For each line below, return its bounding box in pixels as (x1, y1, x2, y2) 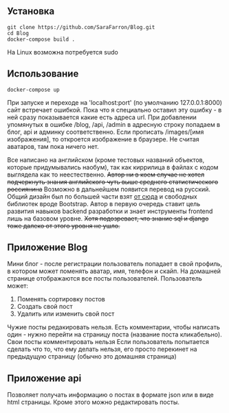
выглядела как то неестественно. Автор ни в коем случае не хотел (7, 170, 205, 179)
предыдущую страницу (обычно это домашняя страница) (7, 352, 177, 361)
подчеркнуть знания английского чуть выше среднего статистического (7, 177, 219, 185)
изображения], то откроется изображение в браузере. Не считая (7, 134, 199, 143)
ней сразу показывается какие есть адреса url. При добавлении (7, 113, 197, 121)
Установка (7, 6, 55, 17)
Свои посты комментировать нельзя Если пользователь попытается (7, 338, 210, 346)
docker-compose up (7, 86, 60, 93)
